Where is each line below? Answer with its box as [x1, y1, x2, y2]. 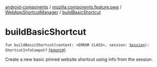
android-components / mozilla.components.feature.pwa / [5, 4, 122, 10]
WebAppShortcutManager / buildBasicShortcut [5, 9, 101, 15]
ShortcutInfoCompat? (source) [5, 46, 66, 53]
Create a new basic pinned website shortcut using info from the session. [5, 56, 153, 62]
